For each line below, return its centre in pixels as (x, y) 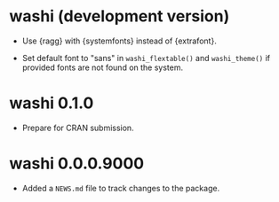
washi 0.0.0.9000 (77, 163)
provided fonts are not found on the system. (103, 67)
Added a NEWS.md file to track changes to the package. (121, 188)
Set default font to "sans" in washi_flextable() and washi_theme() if (146, 58)
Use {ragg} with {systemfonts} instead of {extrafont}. (120, 41)
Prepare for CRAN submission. (78, 128)
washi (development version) (120, 16)
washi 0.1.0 (52, 103)
